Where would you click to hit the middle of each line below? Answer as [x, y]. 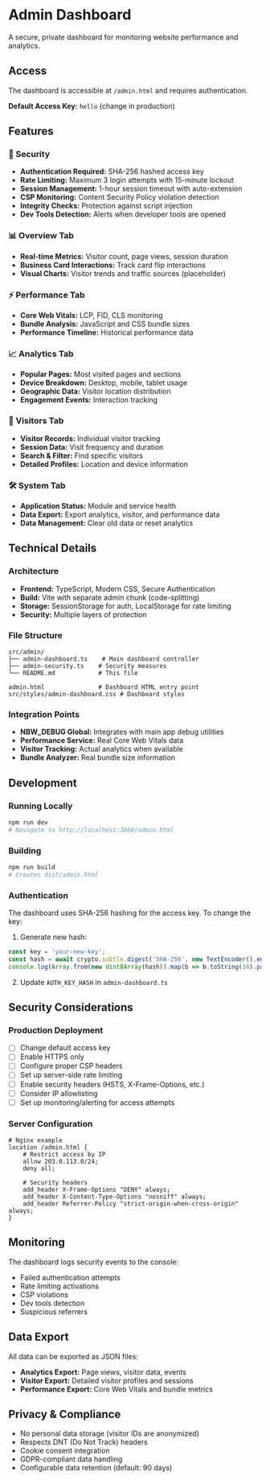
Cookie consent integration [65, 1451]
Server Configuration [51, 1123]
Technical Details [53, 548]
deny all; [39, 1169]
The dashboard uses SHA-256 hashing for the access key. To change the [130, 913]
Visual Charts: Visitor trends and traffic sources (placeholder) [123, 273]
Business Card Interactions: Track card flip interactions [113, 265]
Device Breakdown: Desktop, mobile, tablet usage [103, 383]
